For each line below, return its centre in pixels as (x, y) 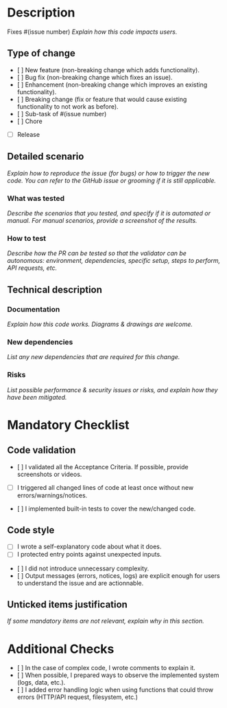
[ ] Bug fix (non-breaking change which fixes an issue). (95, 77)
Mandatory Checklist (68, 425)
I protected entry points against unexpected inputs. (89, 555)
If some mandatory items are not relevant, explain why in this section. (106, 621)
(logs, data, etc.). (41, 683)
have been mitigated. (37, 397)
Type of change (41, 53)
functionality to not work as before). (68, 106)
